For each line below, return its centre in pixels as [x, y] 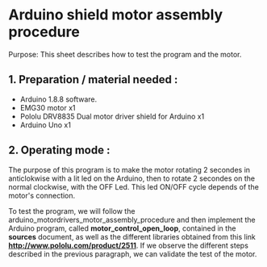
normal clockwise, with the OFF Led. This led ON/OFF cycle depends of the [134, 186]
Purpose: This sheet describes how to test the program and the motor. [125, 54]
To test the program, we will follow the [72, 211]
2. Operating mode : [59, 150]
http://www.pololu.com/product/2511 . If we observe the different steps [128, 245]
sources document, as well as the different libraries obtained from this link [132, 236]
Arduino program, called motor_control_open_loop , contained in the [122, 228]
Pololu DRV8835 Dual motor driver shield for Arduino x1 [112, 116]
